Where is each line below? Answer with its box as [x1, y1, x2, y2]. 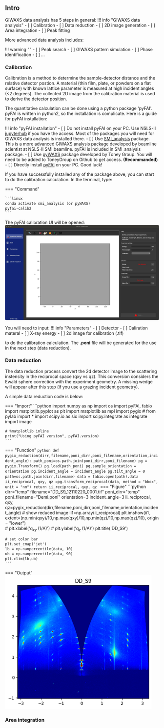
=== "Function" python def [5, 447, 60, 453]
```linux [5, 196, 23, 201]
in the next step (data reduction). [5, 345, 71, 351]
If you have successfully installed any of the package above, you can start [5, 171, 155, 177]
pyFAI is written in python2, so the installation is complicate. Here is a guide [5, 110, 157, 117]
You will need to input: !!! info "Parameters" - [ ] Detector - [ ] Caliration [5, 325, 148, 331]
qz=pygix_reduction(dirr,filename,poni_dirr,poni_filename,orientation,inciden [5, 504, 159, 510]
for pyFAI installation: [5, 116, 47, 122]
